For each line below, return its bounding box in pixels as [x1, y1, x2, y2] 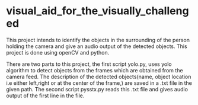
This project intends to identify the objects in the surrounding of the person [6, 36, 190, 43]
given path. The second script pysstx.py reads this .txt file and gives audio [6, 85, 189, 93]
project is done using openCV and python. [6, 49, 110, 56]
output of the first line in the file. [6, 92, 85, 99]
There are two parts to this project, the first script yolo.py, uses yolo [6, 61, 172, 68]
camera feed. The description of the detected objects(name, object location [6, 73, 191, 80]
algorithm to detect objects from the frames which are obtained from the [6, 66, 183, 74]
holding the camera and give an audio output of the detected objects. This [6, 43, 188, 50]
